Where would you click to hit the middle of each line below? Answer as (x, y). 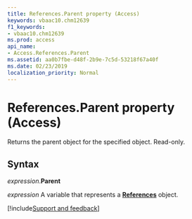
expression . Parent (34, 181)
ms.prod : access (31, 40)
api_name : (22, 46)
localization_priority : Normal (53, 73)
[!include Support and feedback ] (53, 208)
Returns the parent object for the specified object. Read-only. (96, 142)
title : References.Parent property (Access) (73, 14)
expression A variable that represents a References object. (93, 195)
